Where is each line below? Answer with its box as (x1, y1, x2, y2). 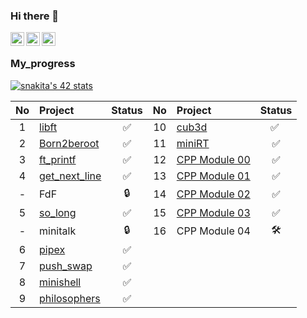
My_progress (10, 57, 76, 71)
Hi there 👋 (10, 9, 60, 23)
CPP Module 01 (176, 169, 251, 183)
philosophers (39, 291, 101, 305)
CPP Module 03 (176, 205, 251, 219)
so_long (39, 205, 77, 219)
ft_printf (39, 152, 77, 166)
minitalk (39, 224, 77, 238)
